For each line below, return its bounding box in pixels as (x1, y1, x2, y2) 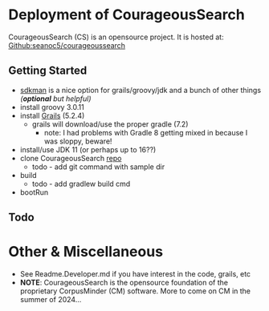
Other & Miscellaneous (8, 243, 163, 261)
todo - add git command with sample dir (31, 162, 165, 172)
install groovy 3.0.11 (19, 102, 84, 111)
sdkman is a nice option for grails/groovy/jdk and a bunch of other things (19, 85, 262, 95)
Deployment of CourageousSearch (8, 6, 245, 24)
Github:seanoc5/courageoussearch (8, 40, 126, 50)
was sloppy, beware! (43, 136, 112, 146)
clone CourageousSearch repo (19, 153, 122, 163)
